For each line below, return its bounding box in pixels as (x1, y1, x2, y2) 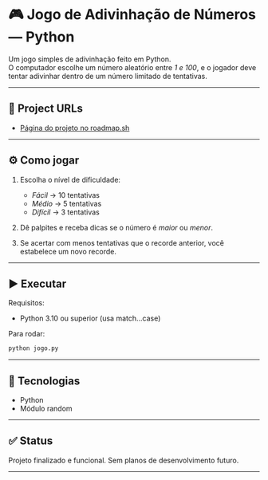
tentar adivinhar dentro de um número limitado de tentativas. (8, 71, 207, 81)
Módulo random (19, 403, 73, 414)
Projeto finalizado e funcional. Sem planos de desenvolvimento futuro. (8, 455, 239, 465)
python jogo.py (8, 344, 59, 352)
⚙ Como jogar (8, 154, 80, 167)
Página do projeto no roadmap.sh (19, 123, 130, 132)
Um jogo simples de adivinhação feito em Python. (8, 54, 171, 64)
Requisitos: (8, 298, 45, 308)
